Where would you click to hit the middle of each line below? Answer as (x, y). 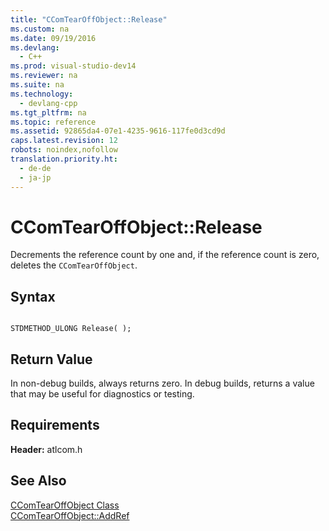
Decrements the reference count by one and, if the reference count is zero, (165, 255)
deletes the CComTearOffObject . (74, 265)
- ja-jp (35, 177)
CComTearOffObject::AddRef (70, 515)
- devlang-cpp (48, 103)
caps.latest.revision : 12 (64, 141)
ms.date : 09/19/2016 (53, 38)
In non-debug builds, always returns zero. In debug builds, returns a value (162, 383)
